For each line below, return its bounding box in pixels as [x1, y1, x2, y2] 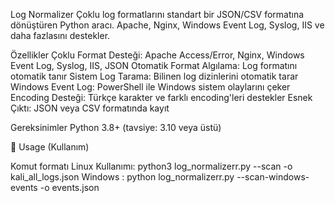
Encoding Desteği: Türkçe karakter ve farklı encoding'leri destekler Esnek [10, 92, 313, 103]
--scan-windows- [236, 171, 310, 183]
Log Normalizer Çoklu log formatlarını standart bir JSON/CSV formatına [10, 9, 305, 20]
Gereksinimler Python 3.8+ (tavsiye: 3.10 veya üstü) [10, 122, 222, 133]
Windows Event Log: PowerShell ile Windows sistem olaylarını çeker [10, 81, 291, 93]
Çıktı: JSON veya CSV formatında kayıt [10, 102, 170, 114]
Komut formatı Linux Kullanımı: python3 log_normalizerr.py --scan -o [10, 160, 293, 172]
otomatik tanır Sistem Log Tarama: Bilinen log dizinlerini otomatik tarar [10, 70, 299, 82]
